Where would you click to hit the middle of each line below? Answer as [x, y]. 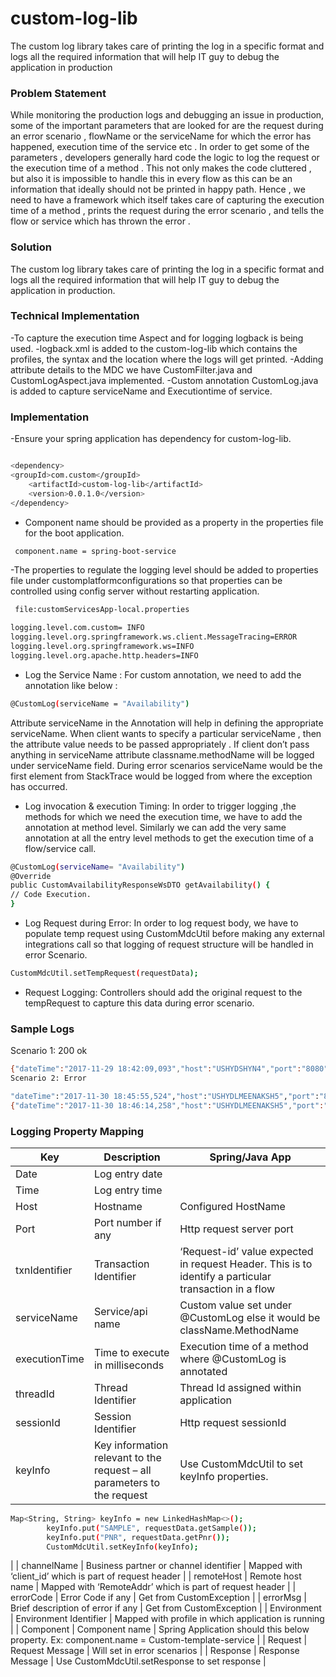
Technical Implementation [75, 316]
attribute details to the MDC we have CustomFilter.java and [131, 369]
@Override [31, 876]
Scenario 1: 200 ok [49, 1051]
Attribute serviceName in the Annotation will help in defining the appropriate [167, 723]
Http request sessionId [233, 1422]
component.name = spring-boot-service [95, 551]
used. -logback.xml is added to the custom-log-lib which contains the [154, 348]
